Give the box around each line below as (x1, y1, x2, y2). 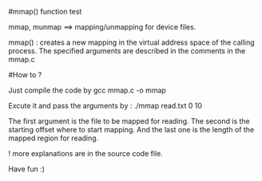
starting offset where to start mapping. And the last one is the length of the (8, 125, 255, 134)
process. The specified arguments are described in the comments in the (8, 46, 246, 55)
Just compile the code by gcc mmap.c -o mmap (8, 85, 166, 95)
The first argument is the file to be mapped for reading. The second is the (8, 116, 250, 126)
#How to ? (8, 70, 42, 79)
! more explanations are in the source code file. (8, 149, 164, 158)
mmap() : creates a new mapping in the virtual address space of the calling (8, 37, 255, 47)
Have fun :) (8, 164, 46, 174)
